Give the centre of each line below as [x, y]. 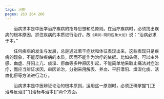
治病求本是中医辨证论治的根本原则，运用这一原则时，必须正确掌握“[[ [82, 85]
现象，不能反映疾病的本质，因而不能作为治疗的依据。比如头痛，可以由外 [86, 57]
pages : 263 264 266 [25, 14]
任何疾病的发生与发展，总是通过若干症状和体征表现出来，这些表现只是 [84, 51]
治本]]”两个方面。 [62, 91]
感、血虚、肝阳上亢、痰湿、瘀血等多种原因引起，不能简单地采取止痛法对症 [80, 63]
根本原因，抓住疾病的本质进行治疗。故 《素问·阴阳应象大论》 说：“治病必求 [85, 34]
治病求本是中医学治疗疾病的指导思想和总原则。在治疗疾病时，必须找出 [84, 28]
